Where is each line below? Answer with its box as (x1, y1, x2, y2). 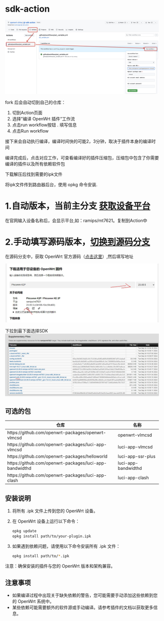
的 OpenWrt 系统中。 (12, 599, 55, 604)
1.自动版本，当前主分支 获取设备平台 (5, 201, 151, 212)
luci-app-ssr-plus (118, 453, 156, 459)
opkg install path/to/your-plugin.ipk (12, 534, 91, 539)
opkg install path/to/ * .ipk (12, 553, 69, 559)
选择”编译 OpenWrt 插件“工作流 (12, 116, 75, 122)
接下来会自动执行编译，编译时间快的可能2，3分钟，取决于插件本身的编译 (5, 138, 152, 144)
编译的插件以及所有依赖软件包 (5, 161, 65, 167)
